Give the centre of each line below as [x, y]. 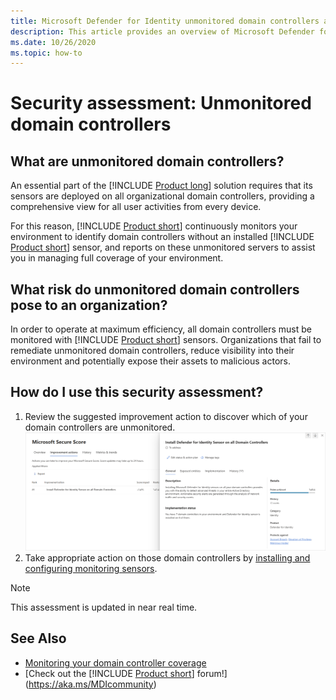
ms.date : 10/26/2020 [53, 42]
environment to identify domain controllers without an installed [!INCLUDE [162, 237]
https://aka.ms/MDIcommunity [91, 684]
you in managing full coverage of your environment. [117, 258]
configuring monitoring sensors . [91, 568]
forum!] [212, 673]
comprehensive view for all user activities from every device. [136, 207]
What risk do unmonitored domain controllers [155, 289]
